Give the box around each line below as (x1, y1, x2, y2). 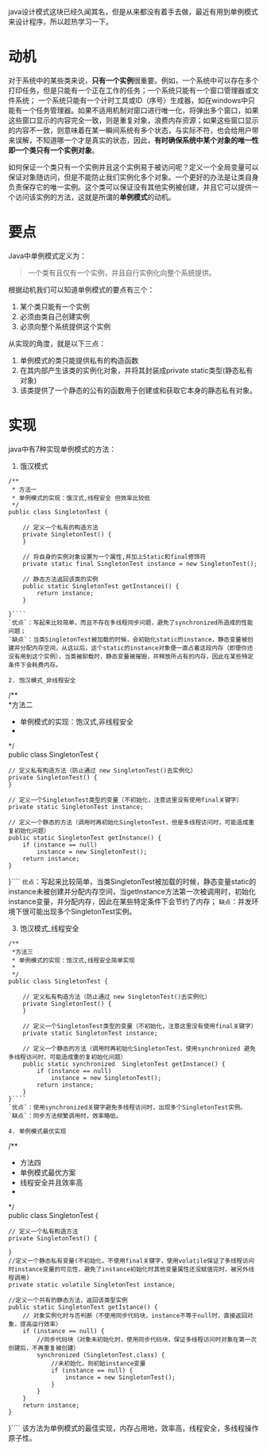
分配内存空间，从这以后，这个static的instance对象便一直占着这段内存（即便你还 (19, 644, 253, 652)
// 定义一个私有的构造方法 (22, 523, 99, 532)
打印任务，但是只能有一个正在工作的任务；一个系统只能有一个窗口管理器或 (8, 85, 252, 95)
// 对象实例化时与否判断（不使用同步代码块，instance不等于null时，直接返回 (22, 1311, 248, 1319)
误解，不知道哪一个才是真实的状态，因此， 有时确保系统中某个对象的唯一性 (14, 135, 259, 145)
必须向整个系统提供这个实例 (19, 321, 111, 331)
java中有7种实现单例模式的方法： (8, 444, 117, 454)
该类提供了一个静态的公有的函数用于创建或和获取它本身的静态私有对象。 (19, 385, 257, 395)
